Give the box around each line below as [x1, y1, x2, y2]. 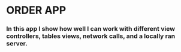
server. [6, 40, 28, 48]
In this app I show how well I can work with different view [6, 25, 176, 33]
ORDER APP [6, 4, 67, 17]
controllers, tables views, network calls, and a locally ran [6, 32, 176, 40]
